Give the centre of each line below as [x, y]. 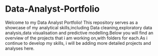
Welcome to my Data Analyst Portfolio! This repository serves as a [71, 22]
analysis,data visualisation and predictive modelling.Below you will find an [79, 33]
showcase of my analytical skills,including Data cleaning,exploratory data [79, 27]
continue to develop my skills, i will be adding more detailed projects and [78, 43]
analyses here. [20, 48]
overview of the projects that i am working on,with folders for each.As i [76, 38]
